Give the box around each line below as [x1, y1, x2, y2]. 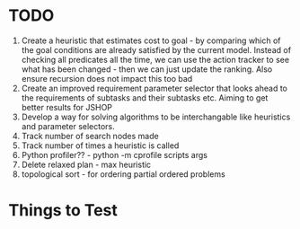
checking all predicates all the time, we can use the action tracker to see [21, 54, 289, 65]
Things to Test [8, 200, 119, 221]
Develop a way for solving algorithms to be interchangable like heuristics [21, 111, 291, 122]
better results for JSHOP [21, 101, 113, 112]
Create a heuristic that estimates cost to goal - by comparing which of [21, 35, 281, 46]
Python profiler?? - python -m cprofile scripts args [21, 149, 208, 160]
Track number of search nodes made [21, 130, 159, 141]
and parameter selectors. [21, 120, 116, 131]
